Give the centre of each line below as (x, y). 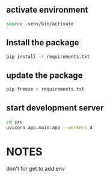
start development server (55, 108)
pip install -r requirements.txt (48, 57)
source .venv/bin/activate (40, 24)
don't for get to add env (35, 168)
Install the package (43, 43)
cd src (14, 122)
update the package (44, 75)
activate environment (47, 10)
